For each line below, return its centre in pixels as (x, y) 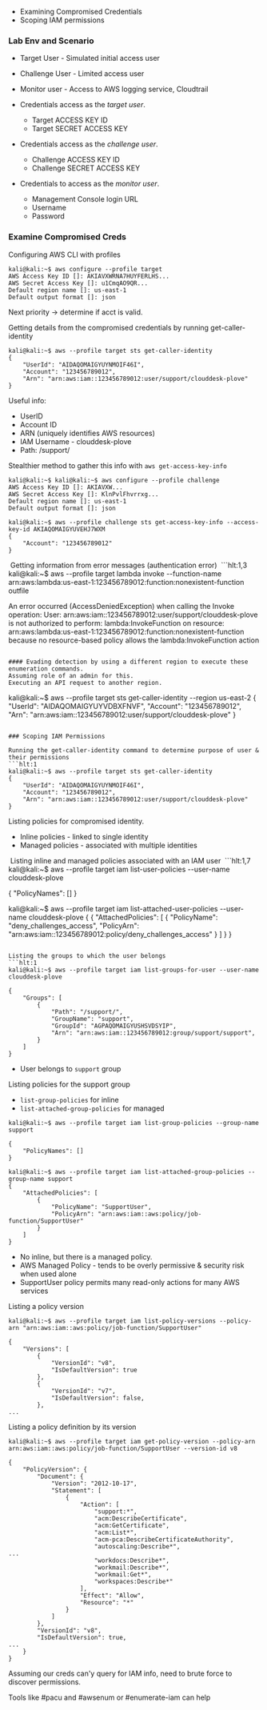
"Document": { (60, 1476)
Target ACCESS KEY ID (70, 120)
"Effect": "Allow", (112, 1596)
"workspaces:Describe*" (133, 1581)
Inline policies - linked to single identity (84, 836)
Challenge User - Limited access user (82, 74)
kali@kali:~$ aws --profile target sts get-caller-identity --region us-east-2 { (132, 697)
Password (48, 216)
